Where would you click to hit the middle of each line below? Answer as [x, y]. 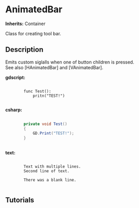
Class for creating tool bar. [33, 33]
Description [24, 50]
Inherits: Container [26, 24]
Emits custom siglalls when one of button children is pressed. [70, 62]
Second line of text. [47, 171]
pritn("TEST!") [49, 96]
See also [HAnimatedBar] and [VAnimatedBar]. [54, 67]
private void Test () [45, 124]
